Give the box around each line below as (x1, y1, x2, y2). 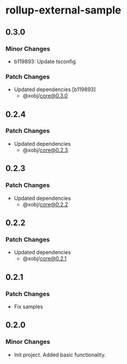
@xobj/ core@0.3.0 (22, 92, 68, 99)
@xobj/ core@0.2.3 (22, 146, 68, 153)
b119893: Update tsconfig (13, 58, 76, 65)
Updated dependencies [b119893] (13, 86, 96, 93)
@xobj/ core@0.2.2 (22, 201, 68, 208)
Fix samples (13, 303, 43, 310)
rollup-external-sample (5, 4, 122, 17)
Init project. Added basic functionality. (13, 351, 106, 358)
